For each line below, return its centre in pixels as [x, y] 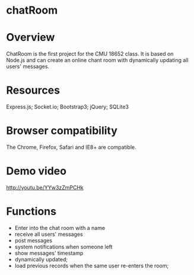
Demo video [36, 171]
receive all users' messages [49, 234]
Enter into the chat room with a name [60, 228]
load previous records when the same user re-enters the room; [92, 266]
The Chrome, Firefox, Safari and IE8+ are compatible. [71, 147]
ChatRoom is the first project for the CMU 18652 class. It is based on [90, 54]
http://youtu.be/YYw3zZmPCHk [45, 187]
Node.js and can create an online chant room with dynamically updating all [97, 60]
